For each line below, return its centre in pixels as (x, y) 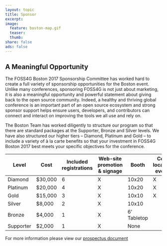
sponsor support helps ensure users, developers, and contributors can (78, 110)
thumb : (16, 38)
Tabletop (138, 218)
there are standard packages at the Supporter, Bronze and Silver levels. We (82, 131)
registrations (77, 168)
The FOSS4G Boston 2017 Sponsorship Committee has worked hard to (78, 79)
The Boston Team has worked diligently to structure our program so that (79, 125)
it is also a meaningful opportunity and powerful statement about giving (78, 94)
